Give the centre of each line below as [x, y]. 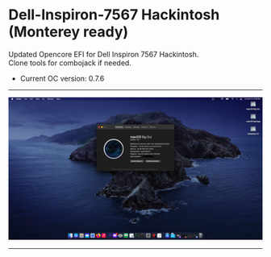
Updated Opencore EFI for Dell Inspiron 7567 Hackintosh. [104, 54]
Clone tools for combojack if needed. [70, 63]
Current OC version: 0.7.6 [62, 78]
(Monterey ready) [69, 32]
